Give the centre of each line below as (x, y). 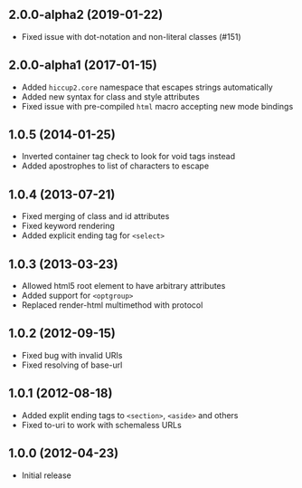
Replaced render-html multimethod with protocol (112, 305)
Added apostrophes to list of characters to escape (115, 166)
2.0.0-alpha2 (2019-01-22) (86, 15)
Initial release (46, 475)
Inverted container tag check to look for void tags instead (128, 157)
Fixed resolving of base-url (72, 365)
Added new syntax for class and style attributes (110, 96)
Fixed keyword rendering (68, 226)
